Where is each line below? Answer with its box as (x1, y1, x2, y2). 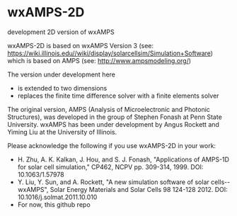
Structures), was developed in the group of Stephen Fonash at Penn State (7, 113, 223, 121)
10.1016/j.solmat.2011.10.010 (17, 193, 98, 201)
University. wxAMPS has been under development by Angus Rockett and (7, 120, 219, 128)
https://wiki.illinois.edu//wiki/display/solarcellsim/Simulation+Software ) (7, 49, 214, 57)
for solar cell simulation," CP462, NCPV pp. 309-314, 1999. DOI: (17, 162, 204, 171)
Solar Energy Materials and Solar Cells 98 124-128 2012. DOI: (50, 185, 228, 193)
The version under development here (7, 70, 115, 79)
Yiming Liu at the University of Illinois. (7, 127, 117, 136)
